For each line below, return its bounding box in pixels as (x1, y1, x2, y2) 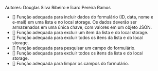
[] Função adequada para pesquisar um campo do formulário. (12, 45, 136, 51)
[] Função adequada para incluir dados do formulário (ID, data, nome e (12, 14, 154, 19)
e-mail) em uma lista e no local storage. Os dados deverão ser (12, 19, 137, 25)
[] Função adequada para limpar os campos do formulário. (12, 61, 129, 66)
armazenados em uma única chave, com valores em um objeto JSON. (12, 24, 152, 30)
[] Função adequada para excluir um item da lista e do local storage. (12, 30, 149, 35)
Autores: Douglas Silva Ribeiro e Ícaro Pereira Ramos (5, 5, 111, 10)
